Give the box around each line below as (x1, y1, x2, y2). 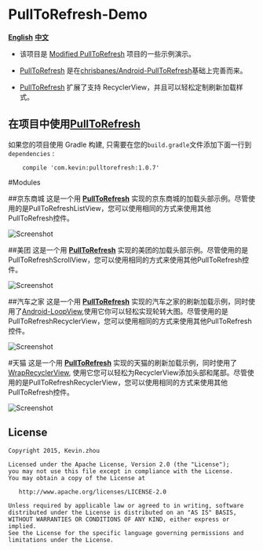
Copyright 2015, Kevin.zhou (8, 446, 100, 454)
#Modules (8, 177, 41, 187)
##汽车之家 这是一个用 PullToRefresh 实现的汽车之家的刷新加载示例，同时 (8, 297, 249, 306)
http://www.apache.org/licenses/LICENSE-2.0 (18, 488, 167, 496)
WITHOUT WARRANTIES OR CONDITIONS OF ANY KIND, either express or (8, 515, 230, 523)
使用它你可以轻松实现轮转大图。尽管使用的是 (83, 306, 229, 315)
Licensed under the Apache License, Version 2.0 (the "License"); (8, 461, 230, 468)
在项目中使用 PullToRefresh (8, 118, 141, 131)
